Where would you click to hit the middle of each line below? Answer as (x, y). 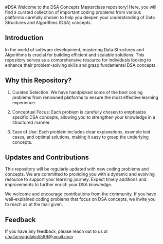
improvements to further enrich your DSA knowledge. (59, 185)
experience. (24, 102)
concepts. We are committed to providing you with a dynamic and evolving (80, 174)
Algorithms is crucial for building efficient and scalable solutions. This (75, 55)
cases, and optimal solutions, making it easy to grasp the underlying (81, 137)
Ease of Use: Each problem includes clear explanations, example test (81, 131)
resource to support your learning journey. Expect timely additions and (76, 179)
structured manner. (31, 122)
